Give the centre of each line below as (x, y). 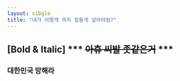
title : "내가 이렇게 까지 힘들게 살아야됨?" (62, 20)
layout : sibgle (29, 13)
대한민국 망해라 (31, 71)
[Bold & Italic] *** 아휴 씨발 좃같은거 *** (90, 49)
